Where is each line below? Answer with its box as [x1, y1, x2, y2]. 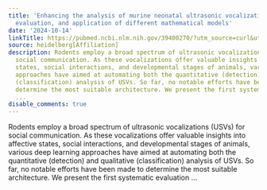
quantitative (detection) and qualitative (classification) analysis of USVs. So [8, 156, 254, 165]
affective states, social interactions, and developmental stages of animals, [8, 139, 250, 149]
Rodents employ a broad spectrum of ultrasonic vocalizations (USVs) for [8, 122, 246, 132]
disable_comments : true [8, 100, 87, 108]
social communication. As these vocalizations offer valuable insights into [8, 130, 246, 140]
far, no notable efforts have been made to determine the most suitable [8, 165, 238, 174]
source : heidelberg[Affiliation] [8, 41, 119, 49]
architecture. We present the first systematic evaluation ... [8, 173, 198, 183]
